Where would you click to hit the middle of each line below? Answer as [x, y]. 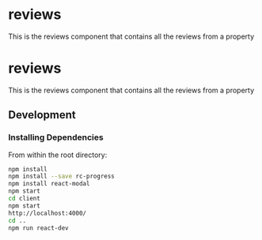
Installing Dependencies [56, 137]
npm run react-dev [38, 228]
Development [42, 115]
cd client [25, 199]
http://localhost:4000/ [47, 213]
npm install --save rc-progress [61, 176]
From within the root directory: [58, 155]
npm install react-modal [49, 184]
